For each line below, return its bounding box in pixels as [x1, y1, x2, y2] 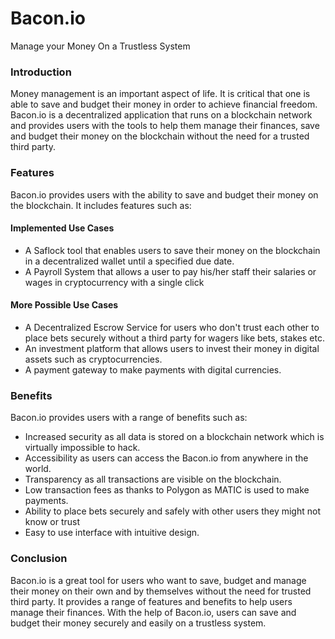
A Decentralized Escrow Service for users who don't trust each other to [24, 321, 320, 333]
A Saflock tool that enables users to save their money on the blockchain [24, 244, 321, 256]
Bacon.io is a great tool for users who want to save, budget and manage [10, 574, 307, 586]
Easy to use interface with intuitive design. [24, 527, 200, 539]
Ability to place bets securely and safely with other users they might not [24, 505, 321, 517]
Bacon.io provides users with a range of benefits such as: [10, 412, 248, 424]
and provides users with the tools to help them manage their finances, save [10, 120, 320, 132]
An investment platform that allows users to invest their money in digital [24, 342, 320, 354]
